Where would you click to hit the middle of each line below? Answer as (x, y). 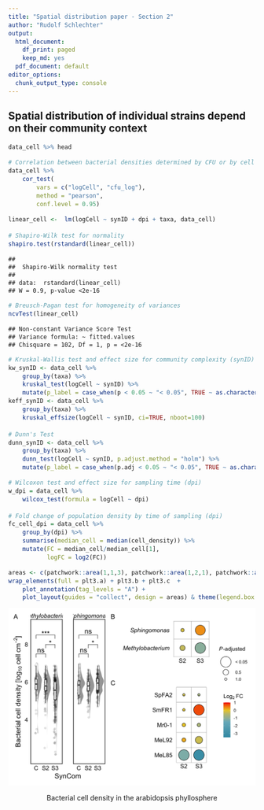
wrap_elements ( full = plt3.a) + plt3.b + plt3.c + (94, 581)
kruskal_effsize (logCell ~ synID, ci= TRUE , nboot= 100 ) (114, 417)
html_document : (40, 42)
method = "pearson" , (70, 196)
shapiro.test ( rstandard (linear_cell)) (71, 244)
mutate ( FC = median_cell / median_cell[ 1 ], (91, 549)
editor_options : (35, 75)
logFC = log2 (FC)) (77, 557)
